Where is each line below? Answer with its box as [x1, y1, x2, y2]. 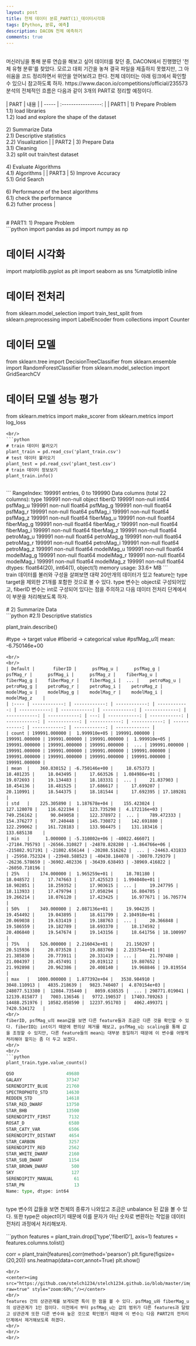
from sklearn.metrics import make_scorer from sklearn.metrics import [6, 412, 174, 419]
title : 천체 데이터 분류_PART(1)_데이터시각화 [6, 15, 106, 22]
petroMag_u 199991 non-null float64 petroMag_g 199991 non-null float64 [6, 533, 182, 540]
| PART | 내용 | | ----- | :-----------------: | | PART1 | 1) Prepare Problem [6, 101, 177, 108]
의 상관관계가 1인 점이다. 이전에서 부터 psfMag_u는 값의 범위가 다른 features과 [6, 1305, 179, 1311]
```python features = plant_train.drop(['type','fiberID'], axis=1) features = [6, 1233, 178, 1240]
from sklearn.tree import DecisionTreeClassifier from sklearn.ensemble [6, 358, 177, 365]
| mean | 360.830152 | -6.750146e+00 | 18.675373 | [6, 765, 156, 771]
